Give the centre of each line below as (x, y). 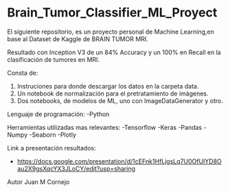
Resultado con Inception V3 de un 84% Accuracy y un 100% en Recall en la (114, 52)
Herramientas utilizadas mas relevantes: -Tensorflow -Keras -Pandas (105, 127)
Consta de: (23, 73)
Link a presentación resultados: (51, 148)
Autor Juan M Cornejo (38, 182)
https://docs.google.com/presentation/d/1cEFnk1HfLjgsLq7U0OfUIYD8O (119, 161)
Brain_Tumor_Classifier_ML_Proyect (112, 13)
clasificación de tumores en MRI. (54, 59)
